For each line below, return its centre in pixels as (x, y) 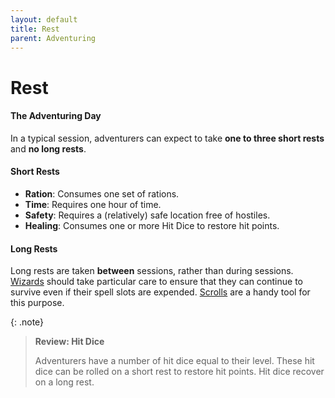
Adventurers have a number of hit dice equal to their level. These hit (174, 361)
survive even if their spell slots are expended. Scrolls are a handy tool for (160, 292)
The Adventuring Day (56, 116)
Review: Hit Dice (69, 342)
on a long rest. (64, 382)
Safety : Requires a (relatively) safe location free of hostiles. (147, 215)
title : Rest (35, 29)
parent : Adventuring (53, 38)
